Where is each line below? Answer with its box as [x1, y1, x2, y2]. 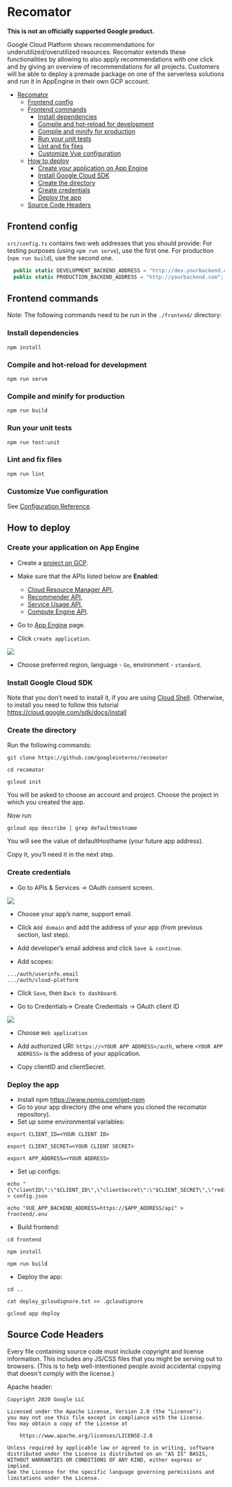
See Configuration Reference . [7, 502, 92, 511]
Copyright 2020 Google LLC [7, 1396, 85, 1403]
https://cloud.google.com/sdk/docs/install [7, 708, 126, 717]
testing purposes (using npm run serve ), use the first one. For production [7, 246, 214, 254]
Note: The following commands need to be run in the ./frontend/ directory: [7, 311, 222, 319]
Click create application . [17, 634, 91, 643]
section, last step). [17, 930, 70, 938]
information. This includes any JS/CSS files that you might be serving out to [7, 1354, 223, 1363]
